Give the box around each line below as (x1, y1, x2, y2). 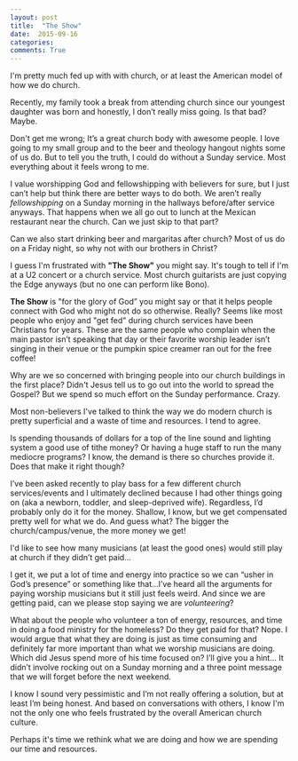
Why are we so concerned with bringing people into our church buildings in (10, 370, 286, 381)
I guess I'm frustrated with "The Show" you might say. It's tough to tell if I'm (10, 260, 289, 271)
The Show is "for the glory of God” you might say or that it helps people (10, 297, 273, 307)
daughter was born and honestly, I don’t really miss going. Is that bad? (10, 107, 267, 117)
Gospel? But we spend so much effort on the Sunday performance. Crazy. (10, 389, 280, 400)
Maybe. (10, 116, 38, 127)
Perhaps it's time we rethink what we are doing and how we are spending (10, 734, 278, 745)
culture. (10, 717, 38, 728)
